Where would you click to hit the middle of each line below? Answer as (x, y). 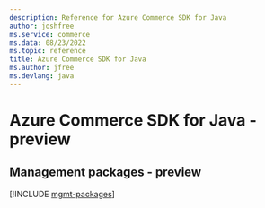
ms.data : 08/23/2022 (48, 43)
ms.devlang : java (42, 76)
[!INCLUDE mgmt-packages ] (62, 194)
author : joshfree (42, 26)
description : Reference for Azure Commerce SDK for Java (118, 17)
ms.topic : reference (48, 51)
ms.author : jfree (42, 68)
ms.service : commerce (50, 34)
